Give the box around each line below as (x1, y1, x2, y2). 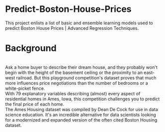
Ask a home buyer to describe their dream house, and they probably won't (5, 64, 158, 70)
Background (5, 43, 57, 54)
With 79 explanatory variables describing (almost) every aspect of (5, 90, 141, 96)
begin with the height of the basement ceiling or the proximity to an (5, 69, 143, 75)
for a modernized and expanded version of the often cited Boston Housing (5, 117, 158, 123)
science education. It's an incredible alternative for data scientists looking (5, 112, 157, 118)
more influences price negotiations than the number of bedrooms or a (5, 80, 148, 86)
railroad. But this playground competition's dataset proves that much (16, 74, 157, 80)
